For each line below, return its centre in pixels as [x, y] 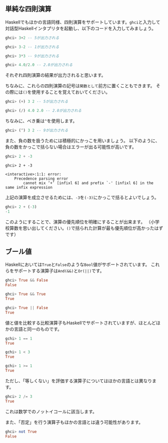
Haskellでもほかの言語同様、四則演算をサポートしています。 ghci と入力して [83, 22]
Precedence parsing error [41, 179]
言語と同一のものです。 [38, 329]
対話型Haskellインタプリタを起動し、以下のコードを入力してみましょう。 [81, 28]
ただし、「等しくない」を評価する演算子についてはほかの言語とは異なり [79, 381]
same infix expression [29, 187]
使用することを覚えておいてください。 [71, 92]
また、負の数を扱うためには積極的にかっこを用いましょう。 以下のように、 [82, 140]
